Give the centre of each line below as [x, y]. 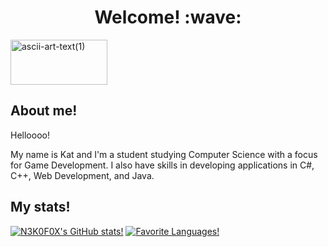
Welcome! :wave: [168, 17]
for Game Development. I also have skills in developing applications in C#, [162, 165]
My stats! [40, 207]
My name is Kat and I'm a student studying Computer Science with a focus [164, 154]
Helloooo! [30, 135]
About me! [44, 111]
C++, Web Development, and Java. [82, 175]
